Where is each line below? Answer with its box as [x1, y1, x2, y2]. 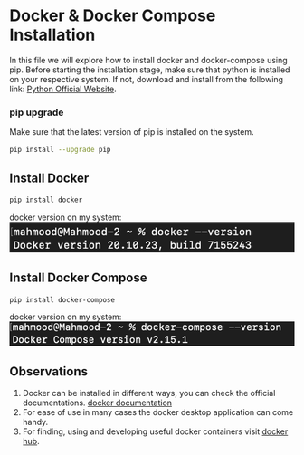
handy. [22, 416, 49, 427]
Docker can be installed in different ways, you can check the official [22, 387, 276, 398]
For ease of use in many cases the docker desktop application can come [22, 406, 294, 417]
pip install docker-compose [9, 295, 116, 304]
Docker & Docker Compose [9, 5, 216, 26]
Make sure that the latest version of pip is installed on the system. [9, 127, 254, 137]
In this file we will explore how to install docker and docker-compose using [9, 54, 288, 65]
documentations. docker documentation [22, 397, 173, 408]
